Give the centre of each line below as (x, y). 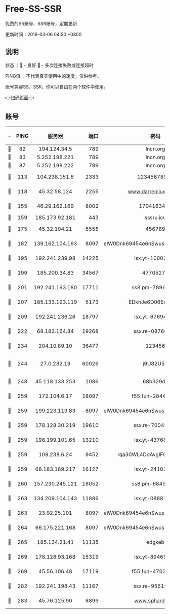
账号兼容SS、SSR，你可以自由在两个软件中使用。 (57, 86)
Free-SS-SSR (33, 9)
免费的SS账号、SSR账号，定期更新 (41, 23)
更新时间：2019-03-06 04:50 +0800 (44, 34)
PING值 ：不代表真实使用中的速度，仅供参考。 (53, 76)
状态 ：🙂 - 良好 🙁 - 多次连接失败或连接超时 (49, 65)
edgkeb (155, 542)
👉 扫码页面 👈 (20, 98)
